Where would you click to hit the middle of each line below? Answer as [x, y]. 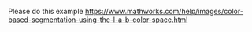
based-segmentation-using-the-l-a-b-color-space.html [98, 20]
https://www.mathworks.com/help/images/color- [165, 11]
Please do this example [46, 11]
